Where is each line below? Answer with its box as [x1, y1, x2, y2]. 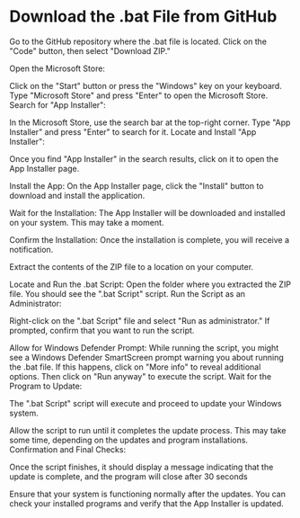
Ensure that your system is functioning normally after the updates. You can [9, 488, 286, 499]
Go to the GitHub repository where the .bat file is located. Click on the [9, 36, 268, 47]
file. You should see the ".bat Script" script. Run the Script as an [9, 288, 245, 299]
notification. [9, 244, 54, 255]
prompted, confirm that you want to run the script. [9, 325, 195, 335]
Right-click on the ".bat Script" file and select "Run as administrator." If [9, 315, 270, 326]
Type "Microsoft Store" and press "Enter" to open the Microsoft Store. [9, 90, 269, 101]
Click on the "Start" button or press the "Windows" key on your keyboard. [9, 80, 283, 91]
